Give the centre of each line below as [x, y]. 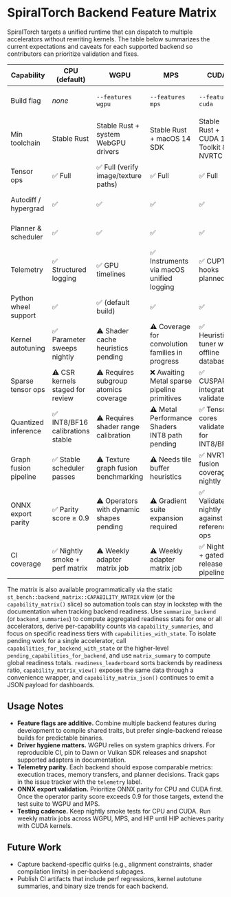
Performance [171, 417]
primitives [166, 398]
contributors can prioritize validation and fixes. [73, 54]
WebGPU [111, 143]
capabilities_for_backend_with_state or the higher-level [88, 648]
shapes [108, 517]
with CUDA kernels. [45, 825]
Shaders [164, 426]
